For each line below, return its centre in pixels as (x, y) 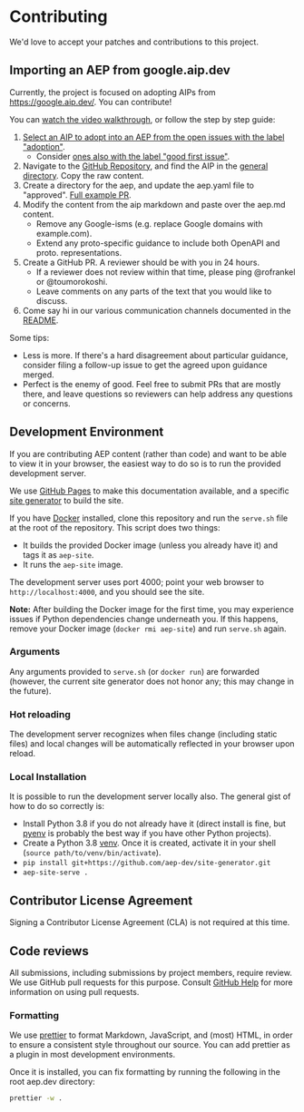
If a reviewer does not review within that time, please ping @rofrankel (166, 272)
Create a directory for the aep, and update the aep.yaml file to (138, 185)
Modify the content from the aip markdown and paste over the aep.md (154, 204)
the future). (30, 690)
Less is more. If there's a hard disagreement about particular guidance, (155, 355)
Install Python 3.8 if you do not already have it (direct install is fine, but (154, 824)
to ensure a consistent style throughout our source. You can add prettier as (150, 1045)
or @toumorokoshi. (72, 281)
